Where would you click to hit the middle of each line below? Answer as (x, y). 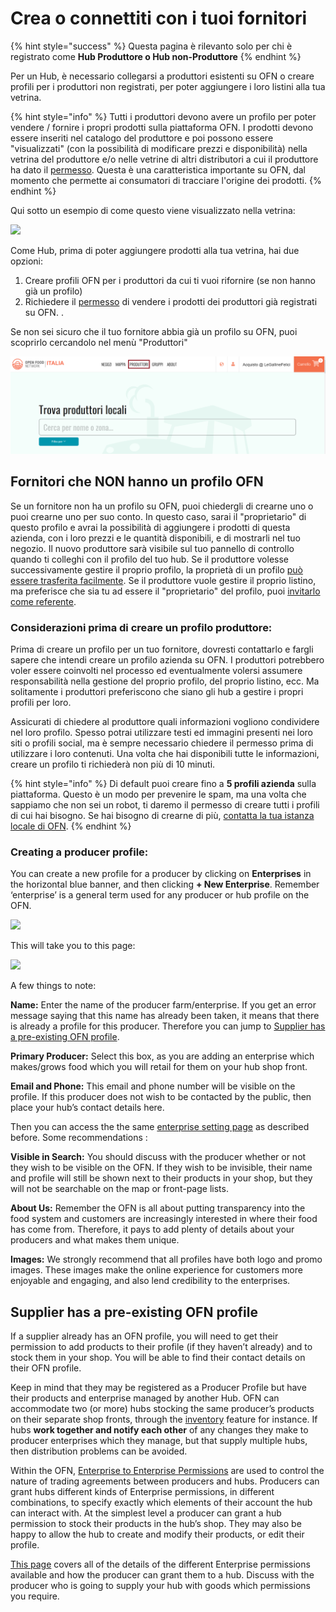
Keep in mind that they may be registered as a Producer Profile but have (158, 1388)
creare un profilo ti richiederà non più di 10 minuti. (113, 764)
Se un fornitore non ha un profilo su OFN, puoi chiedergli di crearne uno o (162, 506)
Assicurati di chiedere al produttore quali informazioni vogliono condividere (165, 722)
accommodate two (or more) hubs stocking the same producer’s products (162, 1409)
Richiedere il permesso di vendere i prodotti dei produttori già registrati (171, 301)
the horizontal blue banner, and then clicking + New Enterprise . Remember (165, 884)
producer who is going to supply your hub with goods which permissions (160, 1586)
